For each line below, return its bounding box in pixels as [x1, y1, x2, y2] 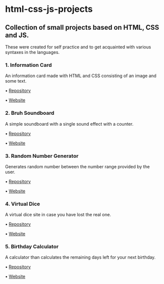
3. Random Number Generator [5, 152, 79, 159]
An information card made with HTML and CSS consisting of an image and [5, 73, 157, 79]
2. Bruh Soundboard [5, 110, 54, 117]
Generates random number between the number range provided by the [5, 163, 150, 169]
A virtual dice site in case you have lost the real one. [5, 212, 111, 218]
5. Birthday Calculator [5, 243, 59, 250]
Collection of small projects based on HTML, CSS [5, 23, 160, 32]
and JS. [5, 31, 29, 39]
